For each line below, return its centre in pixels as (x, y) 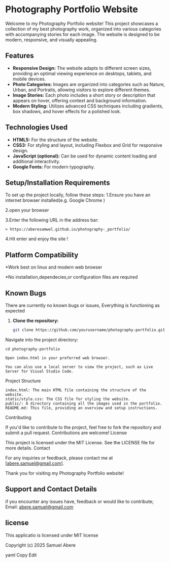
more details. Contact (28, 448)
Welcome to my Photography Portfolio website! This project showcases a (82, 23)
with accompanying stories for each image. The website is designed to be (82, 34)
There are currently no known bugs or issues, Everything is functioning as (82, 305)
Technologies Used (36, 128)
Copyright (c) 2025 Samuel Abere (41, 545)
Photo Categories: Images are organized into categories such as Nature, (89, 84)
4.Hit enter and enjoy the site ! (37, 239)
